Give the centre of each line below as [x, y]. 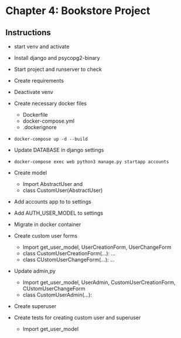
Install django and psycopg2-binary [57, 58]
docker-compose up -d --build [51, 139]
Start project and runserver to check [58, 69]
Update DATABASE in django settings [59, 150]
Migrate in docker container [47, 224]
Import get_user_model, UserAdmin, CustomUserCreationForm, [99, 282]
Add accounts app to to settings [52, 202]
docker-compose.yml [48, 121]
